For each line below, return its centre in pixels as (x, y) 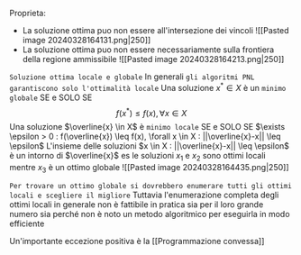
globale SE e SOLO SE (51, 97)
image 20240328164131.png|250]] (87, 40)
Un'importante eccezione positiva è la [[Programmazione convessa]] (137, 241)
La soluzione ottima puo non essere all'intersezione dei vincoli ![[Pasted (156, 30)
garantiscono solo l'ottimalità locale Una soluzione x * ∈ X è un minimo (148, 87)
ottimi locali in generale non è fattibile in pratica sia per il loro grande (137, 204)
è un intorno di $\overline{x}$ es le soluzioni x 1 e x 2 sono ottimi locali (137, 157)
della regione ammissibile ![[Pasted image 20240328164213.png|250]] (153, 59)
